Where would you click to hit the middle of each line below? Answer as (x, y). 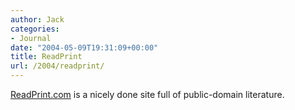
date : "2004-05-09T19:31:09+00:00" (84, 47)
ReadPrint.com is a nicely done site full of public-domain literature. (147, 94)
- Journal (31, 38)
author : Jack (37, 19)
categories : (35, 29)
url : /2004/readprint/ (57, 66)
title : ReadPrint (46, 57)
